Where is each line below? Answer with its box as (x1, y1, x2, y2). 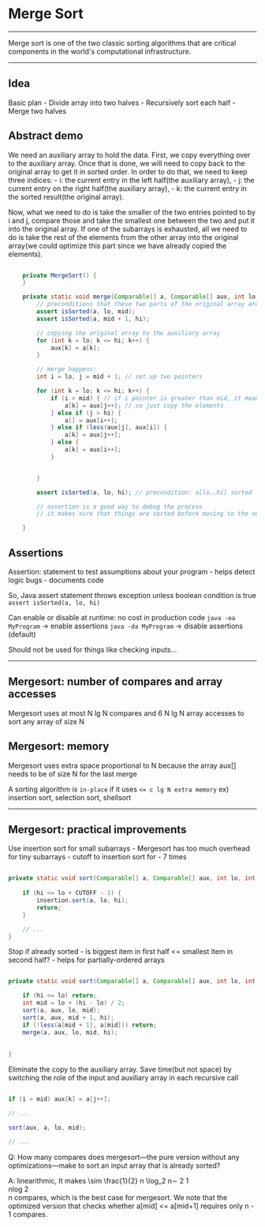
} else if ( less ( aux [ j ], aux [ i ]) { (50, 424, 168, 432)
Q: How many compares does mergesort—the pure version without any (8, 1152, 240, 1162)
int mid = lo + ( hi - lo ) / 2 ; (22, 999, 125, 1007)
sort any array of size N (8, 716, 85, 726)
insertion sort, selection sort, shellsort (8, 792, 132, 802)
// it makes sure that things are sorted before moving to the (36, 510, 248, 518)
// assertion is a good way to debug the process (36, 503, 203, 511)
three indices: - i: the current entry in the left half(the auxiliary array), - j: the (8, 175, 255, 185)
